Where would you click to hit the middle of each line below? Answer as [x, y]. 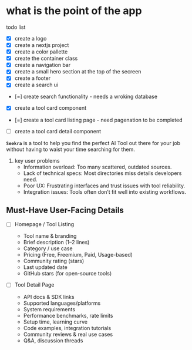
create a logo [31, 38]
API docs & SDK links [49, 297]
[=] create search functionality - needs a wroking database [86, 97]
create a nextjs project [42, 45]
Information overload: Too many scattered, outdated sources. [97, 167]
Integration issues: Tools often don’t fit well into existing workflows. [105, 191]
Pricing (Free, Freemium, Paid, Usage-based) [78, 255]
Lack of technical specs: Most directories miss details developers [102, 173]
